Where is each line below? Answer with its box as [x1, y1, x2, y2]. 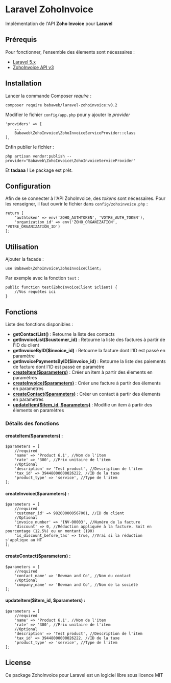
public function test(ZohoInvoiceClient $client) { [5, 285, 117, 290]
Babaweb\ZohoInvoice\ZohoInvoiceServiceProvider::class [14, 130, 136, 135]
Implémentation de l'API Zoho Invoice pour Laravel [5, 20, 113, 27]
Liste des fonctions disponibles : [5, 321, 74, 327]
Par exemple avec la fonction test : [5, 275, 79, 281]
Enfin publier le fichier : [5, 144, 55, 150]
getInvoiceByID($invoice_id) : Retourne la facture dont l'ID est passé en [12, 348, 166, 353]
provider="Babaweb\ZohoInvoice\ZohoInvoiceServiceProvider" [5, 158, 136, 163]
